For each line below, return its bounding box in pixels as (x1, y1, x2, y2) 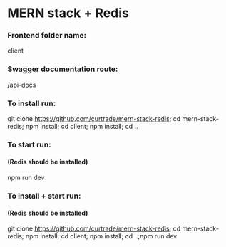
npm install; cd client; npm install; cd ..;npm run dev (25, 232, 178, 241)
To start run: (7, 140, 51, 149)
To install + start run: (7, 191, 81, 201)
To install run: (7, 98, 56, 108)
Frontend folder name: (7, 31, 87, 41)
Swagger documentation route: (7, 64, 118, 74)
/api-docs (7, 80, 36, 89)
